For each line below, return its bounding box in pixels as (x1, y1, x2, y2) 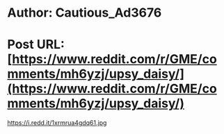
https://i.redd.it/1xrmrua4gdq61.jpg (7, 119, 107, 127)
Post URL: (7, 37, 65, 53)
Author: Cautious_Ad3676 (7, 5, 162, 21)
